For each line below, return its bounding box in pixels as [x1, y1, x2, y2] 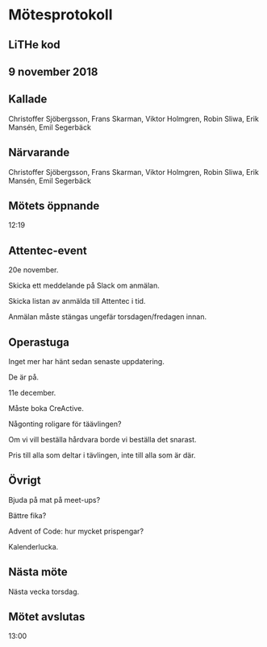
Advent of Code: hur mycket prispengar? [8, 526, 144, 536]
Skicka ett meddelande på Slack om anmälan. [8, 280, 160, 291]
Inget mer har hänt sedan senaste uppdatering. [8, 357, 165, 367]
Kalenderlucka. [8, 541, 59, 551]
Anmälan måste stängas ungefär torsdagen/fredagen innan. [8, 312, 207, 321]
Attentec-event [8, 243, 87, 257]
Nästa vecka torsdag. [8, 587, 80, 596]
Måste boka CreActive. [8, 404, 85, 413]
